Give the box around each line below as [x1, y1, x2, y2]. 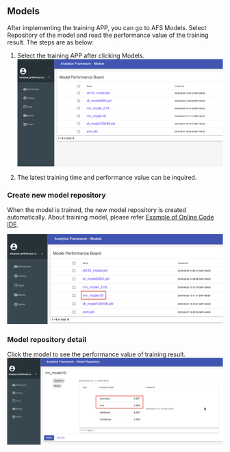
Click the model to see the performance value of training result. [7, 350, 186, 358]
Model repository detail [7, 334, 87, 344]
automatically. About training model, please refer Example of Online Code [7, 213, 214, 221]
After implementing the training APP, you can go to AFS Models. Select [7, 23, 207, 31]
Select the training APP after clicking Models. [16, 51, 145, 59]
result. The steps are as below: [7, 38, 94, 46]
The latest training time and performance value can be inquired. [16, 173, 197, 181]
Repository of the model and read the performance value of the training [7, 31, 209, 39]
